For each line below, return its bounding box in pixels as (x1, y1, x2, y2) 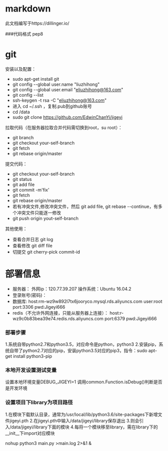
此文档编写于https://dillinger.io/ (5, 20, 69, 26)
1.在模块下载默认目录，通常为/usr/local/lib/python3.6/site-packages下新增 (5, 411, 158, 417)
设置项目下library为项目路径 (5, 399, 73, 406)
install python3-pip (13, 353, 53, 359)
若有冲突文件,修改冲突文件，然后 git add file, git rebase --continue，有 (12, 203, 158, 209)
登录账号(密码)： (12, 292, 47, 298)
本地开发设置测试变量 (5, 367, 57, 374)
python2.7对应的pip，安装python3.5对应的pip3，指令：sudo (22, 348, 147, 354)
